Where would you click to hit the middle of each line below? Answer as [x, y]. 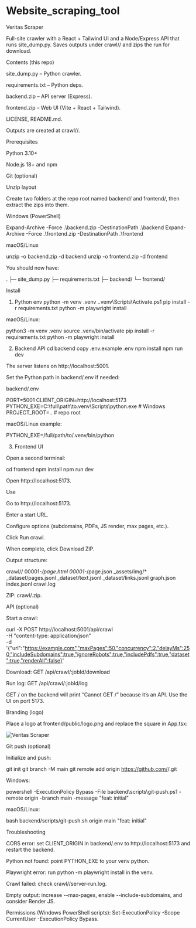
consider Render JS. [31, 901]
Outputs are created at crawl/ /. [43, 130]
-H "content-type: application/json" [49, 635]
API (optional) [23, 606]
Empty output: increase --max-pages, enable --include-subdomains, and [94, 895]
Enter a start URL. [27, 515]
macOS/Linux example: [34, 424]
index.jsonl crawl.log [31, 584]
